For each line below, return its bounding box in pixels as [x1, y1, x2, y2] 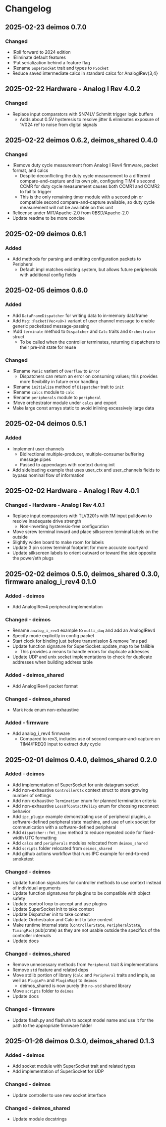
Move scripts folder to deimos [12, 988, 74, 994]
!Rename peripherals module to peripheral [12, 394, 102, 400]
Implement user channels [12, 445, 64, 451]
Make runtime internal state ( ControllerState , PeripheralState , [12, 922, 142, 928]
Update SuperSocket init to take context [12, 906, 94, 912]
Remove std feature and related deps [12, 967, 89, 973]
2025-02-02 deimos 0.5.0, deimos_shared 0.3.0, [5, 569, 160, 578]
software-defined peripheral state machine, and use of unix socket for [12, 819, 156, 825]
